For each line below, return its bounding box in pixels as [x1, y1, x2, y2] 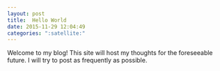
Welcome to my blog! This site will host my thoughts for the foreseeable [7, 49, 214, 57]
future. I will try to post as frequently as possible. [7, 56, 148, 65]
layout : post [7, 10, 45, 17]
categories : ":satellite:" [7, 29, 86, 37]
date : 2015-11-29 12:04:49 [7, 23, 86, 30]
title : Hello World [7, 17, 68, 24]
